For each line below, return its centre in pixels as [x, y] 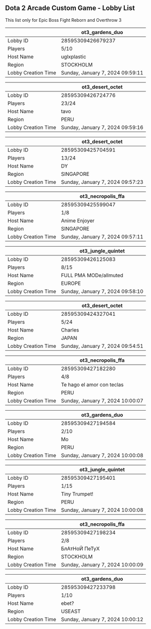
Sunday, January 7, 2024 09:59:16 [102, 127]
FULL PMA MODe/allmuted [92, 275]
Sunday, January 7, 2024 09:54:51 [102, 346]
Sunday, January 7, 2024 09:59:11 [102, 73]
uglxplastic [74, 56]
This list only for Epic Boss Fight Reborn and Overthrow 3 [63, 20]
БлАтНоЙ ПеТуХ [80, 548]
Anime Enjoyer [78, 220]
